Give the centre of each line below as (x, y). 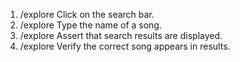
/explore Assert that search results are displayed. (121, 35)
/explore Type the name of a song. (90, 25)
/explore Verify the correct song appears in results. (125, 46)
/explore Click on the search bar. (87, 14)
